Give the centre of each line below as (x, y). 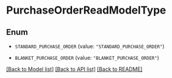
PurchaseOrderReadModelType (86, 10)
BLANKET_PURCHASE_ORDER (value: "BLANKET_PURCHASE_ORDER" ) (87, 58)
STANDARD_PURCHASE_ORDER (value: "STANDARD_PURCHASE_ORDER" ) (90, 46)
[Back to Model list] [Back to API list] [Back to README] (74, 69)
